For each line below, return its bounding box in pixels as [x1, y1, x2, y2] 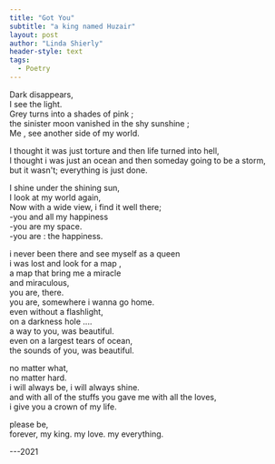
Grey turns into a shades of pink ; [9, 108, 134, 119]
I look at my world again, [9, 192, 102, 203]
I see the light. [9, 98, 63, 109]
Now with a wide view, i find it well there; [9, 201, 162, 212]
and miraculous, [9, 277, 70, 287]
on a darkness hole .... [9, 316, 93, 327]
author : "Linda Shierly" [9, 38, 103, 48]
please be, [9, 419, 49, 429]
